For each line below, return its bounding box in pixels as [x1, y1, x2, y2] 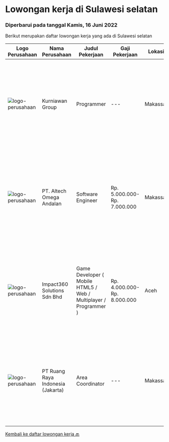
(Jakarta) [42, 387, 64, 394]
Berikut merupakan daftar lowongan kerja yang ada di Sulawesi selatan [5, 33, 152, 39]
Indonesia [42, 381, 65, 388]
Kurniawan [42, 97, 67, 104]
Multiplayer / [76, 296, 106, 303]
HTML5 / [76, 284, 98, 291]
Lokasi [148, 48, 164, 55]
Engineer [76, 197, 98, 204]
